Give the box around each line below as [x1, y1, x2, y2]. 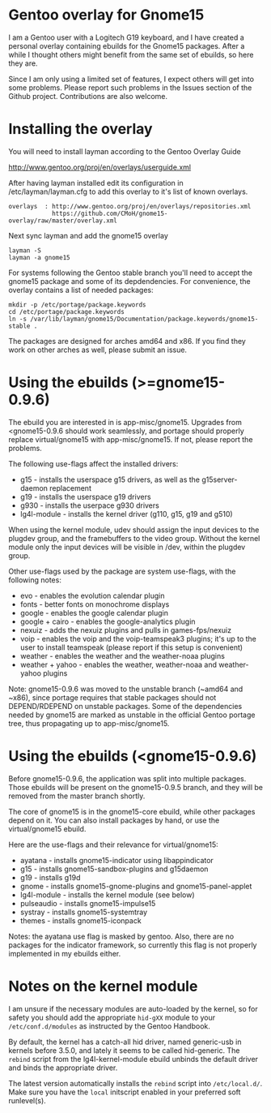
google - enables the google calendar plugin [19, 608, 168, 617]
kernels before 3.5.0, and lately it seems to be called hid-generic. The [8, 1045, 240, 1055]
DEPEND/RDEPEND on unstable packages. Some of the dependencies [8, 701, 243, 711]
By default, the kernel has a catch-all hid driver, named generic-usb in [8, 1037, 242, 1046]
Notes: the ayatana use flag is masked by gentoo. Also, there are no [8, 931, 235, 941]
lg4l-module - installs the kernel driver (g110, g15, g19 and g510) [19, 509, 233, 518]
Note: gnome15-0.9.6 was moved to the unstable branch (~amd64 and [8, 684, 243, 694]
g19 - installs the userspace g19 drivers [19, 492, 151, 501]
